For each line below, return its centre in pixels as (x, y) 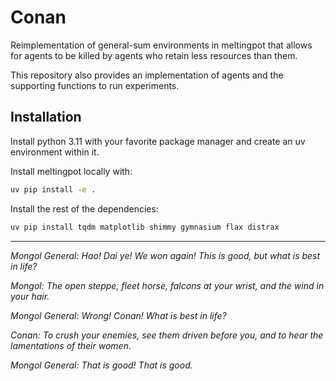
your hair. (30, 296)
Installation (46, 117)
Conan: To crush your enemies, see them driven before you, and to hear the (167, 335)
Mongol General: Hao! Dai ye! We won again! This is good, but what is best (165, 255)
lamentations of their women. (71, 345)
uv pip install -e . (53, 189)
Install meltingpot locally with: (71, 171)
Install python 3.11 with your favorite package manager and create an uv (158, 141)
